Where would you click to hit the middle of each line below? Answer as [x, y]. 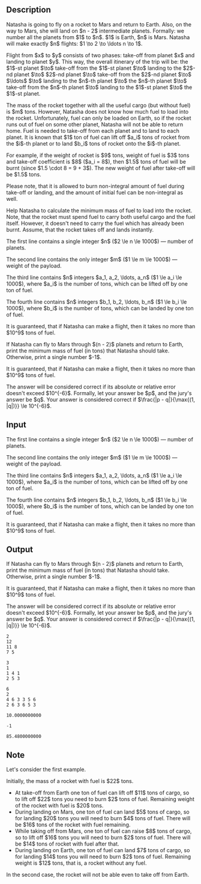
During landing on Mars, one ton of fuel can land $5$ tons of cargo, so [102, 812]
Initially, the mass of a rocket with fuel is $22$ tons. [70, 781]
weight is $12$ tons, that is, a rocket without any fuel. [81, 863]
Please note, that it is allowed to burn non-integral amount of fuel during [95, 186]
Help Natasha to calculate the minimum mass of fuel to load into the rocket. [99, 210]
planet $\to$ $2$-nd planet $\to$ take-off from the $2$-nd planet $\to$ [103, 74]
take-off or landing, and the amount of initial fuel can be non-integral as [95, 192]
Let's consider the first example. [46, 770]
